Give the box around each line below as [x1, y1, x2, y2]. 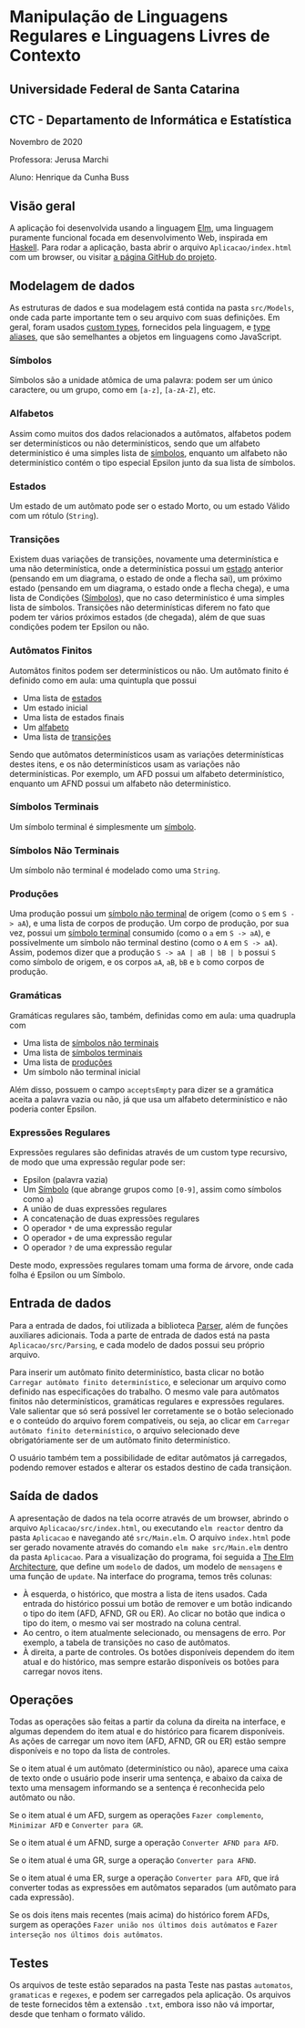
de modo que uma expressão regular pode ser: [9, 1156, 186, 1167]
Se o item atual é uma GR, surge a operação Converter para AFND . [9, 1855, 257, 1866]
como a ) [22, 1193, 55, 1205]
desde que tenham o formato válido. [9, 2009, 146, 2020]
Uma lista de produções [22, 1056, 113, 1068]
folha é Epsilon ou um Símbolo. [9, 1269, 126, 1280]
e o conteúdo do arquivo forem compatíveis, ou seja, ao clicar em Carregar [9, 1415, 290, 1426]
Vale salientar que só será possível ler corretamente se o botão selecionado [9, 1405, 294, 1416]
